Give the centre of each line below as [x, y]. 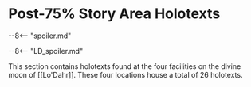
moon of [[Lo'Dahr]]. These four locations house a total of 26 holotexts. [125, 74]
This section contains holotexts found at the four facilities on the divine [125, 66]
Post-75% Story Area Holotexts [114, 14]
